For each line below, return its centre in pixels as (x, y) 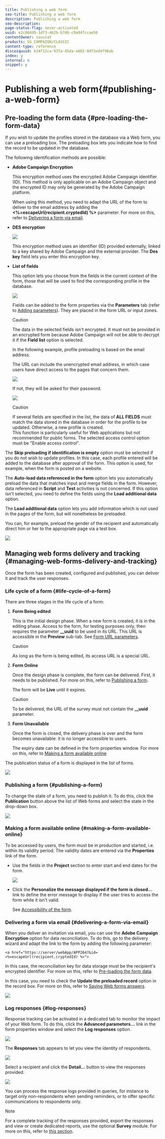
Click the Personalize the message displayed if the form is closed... (82, 889)
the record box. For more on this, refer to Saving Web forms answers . (76, 986)
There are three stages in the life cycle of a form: (55, 602)
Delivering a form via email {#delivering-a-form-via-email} (77, 922)
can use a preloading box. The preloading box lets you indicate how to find (81, 143)
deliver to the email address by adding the (55, 207)
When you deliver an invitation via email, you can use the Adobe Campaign (82, 933)
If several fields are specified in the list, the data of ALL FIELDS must (82, 417)
